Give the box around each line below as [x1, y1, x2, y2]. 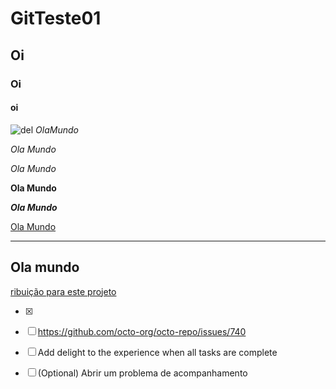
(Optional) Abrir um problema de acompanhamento [37, 367, 248, 379]
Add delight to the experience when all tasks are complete [37, 346, 278, 358]
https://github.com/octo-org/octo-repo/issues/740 [37, 325, 247, 337]
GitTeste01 [10, 7, 102, 30]
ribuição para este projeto [10, 285, 117, 297]
